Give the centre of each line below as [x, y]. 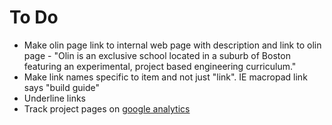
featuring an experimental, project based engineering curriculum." [160, 66]
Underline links [54, 98]
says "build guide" [62, 87]
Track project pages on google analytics [107, 108]
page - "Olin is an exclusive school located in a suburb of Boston [157, 55]
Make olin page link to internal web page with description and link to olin [172, 45]
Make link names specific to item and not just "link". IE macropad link [165, 77]
